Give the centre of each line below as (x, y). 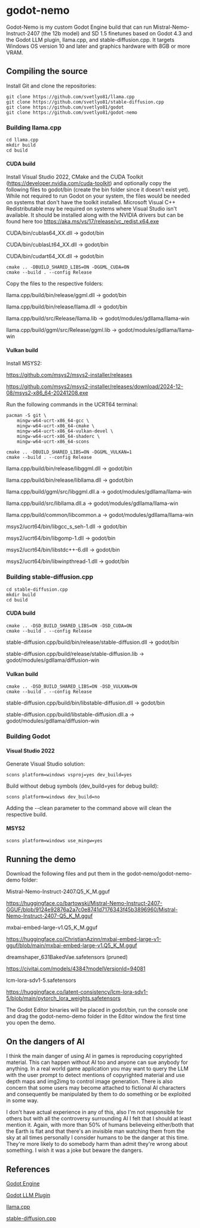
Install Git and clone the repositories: (51, 86)
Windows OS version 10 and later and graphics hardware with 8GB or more (98, 46)
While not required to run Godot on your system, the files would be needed (98, 196)
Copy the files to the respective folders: (55, 284)
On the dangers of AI (45, 1041)
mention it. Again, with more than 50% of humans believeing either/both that (100, 1125)
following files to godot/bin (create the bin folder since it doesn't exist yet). (98, 190)
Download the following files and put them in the (66, 874)
